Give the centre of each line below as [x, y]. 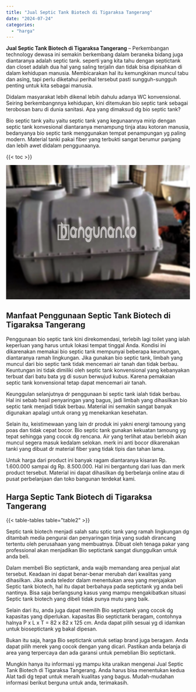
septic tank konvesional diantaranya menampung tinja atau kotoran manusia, [98, 127]
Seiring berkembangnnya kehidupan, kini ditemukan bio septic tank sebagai [97, 103]
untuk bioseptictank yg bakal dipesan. [52, 629]
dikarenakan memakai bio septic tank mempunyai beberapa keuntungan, [93, 351]
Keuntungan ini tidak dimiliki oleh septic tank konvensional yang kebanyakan [98, 370]
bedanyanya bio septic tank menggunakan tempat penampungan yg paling [96, 133]
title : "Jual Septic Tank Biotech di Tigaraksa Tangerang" [79, 12]
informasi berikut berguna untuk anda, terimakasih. [67, 683]
